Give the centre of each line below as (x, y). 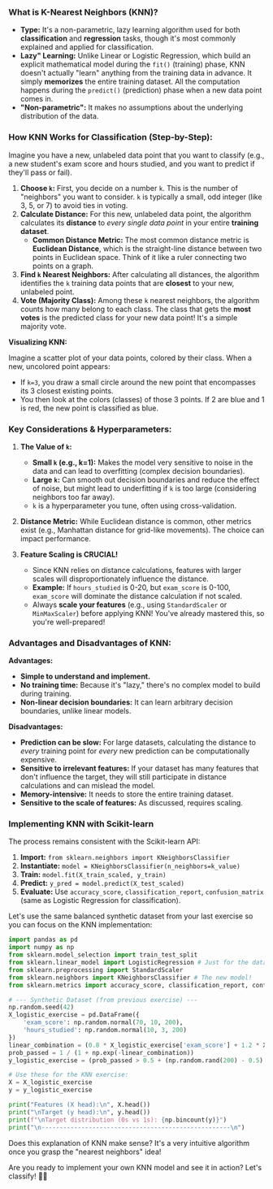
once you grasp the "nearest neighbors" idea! (85, 1152)
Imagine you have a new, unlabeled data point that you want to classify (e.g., (136, 155)
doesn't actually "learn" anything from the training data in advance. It (136, 73)
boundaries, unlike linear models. (76, 711)
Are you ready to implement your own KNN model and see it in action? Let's (135, 1167)
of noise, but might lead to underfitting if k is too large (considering (144, 488)
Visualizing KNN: (38, 342)
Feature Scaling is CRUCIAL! (69, 554)
